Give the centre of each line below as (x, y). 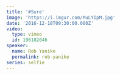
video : (15, 29)
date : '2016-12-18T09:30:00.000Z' (50, 23)
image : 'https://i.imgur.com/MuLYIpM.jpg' (61, 18)
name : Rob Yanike (34, 51)
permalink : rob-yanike (41, 57)
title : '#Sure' (26, 12)
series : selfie (26, 62)
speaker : (17, 46)
